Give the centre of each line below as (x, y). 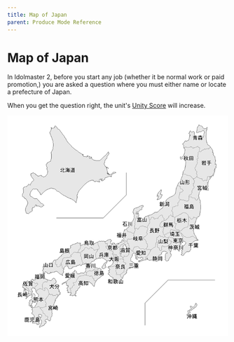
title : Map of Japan (37, 15)
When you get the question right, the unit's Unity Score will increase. (106, 106)
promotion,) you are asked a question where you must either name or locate (117, 85)
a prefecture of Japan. (40, 92)
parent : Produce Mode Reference (54, 22)
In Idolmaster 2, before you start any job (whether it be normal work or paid (116, 77)
